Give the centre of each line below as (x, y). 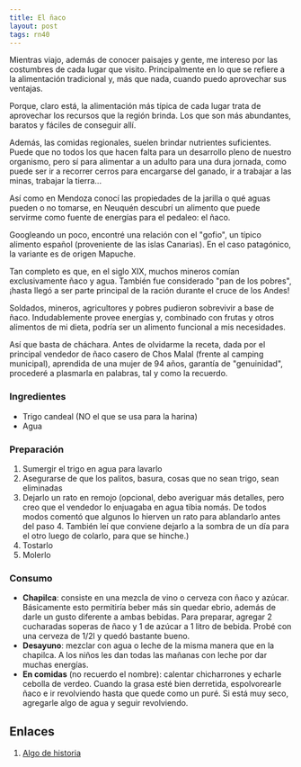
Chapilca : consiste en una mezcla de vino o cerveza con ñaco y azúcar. (155, 598)
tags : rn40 (30, 34)
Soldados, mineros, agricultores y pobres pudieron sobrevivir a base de (142, 308)
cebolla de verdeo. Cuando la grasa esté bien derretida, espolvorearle (152, 684)
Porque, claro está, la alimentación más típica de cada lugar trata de (135, 106)
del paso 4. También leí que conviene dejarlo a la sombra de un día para (155, 526)
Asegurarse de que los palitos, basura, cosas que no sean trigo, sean (150, 478)
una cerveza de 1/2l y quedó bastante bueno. (106, 636)
